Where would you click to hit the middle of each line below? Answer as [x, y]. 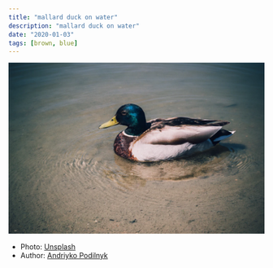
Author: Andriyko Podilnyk [64, 255]
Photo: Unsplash [48, 246]
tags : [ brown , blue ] [43, 43]
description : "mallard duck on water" [74, 26]
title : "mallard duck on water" [63, 17]
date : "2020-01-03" [41, 34]
